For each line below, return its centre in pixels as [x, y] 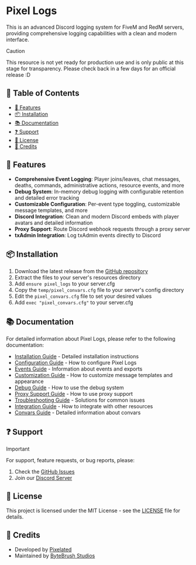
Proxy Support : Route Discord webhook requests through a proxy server [102, 229]
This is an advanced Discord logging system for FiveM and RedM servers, [95, 27]
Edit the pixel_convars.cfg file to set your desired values [83, 296]
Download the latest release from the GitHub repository [81, 271]
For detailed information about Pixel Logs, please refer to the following [91, 339]
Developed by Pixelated [43, 549]
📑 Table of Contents [43, 93]
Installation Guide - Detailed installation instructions [77, 357]
